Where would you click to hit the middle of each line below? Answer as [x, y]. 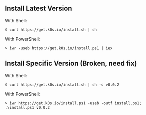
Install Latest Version [39, 8]
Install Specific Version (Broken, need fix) [71, 64]
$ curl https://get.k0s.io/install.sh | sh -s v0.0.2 [62, 85]
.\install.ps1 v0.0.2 [28, 107]
